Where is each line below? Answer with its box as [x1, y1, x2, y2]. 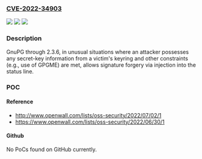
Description [6, 34, 42, 43]
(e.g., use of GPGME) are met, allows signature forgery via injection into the [6, 61, 197, 68]
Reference [6, 98, 34, 105]
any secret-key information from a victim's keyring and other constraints [6, 54, 189, 62]
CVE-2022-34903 [6, 4, 62, 13]
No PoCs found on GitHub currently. [6, 146, 97, 153]
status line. [6, 67, 34, 75]
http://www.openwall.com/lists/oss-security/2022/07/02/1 [15, 111, 162, 119]
